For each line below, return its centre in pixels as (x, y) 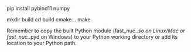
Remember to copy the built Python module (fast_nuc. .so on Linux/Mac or (96, 31)
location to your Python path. (42, 43)
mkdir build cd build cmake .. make (49, 19)
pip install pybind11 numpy (38, 8)
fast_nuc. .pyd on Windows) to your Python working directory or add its (92, 37)
